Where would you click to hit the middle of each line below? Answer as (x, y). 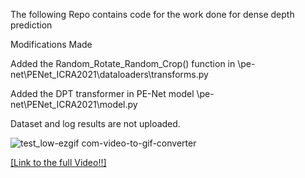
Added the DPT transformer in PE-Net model (102, 93)
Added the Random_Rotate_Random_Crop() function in (123, 63)
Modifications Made (51, 44)
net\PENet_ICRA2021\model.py (74, 104)
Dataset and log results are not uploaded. (95, 123)
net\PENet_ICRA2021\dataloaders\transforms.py (109, 74)
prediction (31, 25)
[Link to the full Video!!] (58, 162)
